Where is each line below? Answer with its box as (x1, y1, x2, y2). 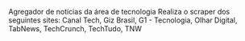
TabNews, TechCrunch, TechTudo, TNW (8, 24, 143, 33)
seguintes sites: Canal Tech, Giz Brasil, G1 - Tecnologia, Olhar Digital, (8, 15, 238, 25)
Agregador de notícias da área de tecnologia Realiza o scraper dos (8, 7, 230, 16)
